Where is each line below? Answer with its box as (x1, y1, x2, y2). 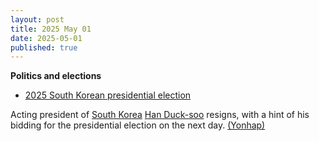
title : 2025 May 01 (10, 24, 92, 34)
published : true (10, 42, 78, 53)
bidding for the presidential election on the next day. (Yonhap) (10, 119, 266, 131)
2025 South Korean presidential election (24, 89, 192, 101)
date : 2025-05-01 (10, 33, 83, 43)
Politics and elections (10, 70, 102, 82)
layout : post (10, 14, 65, 25)
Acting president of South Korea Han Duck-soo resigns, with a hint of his (10, 109, 310, 121)
